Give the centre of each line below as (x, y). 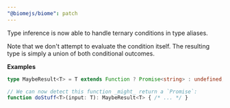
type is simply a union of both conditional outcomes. (81, 53)
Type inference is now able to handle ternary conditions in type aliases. (108, 33)
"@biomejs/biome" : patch (42, 13)
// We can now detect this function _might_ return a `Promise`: (102, 92)
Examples (22, 66)
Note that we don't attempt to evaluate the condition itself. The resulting (108, 46)
